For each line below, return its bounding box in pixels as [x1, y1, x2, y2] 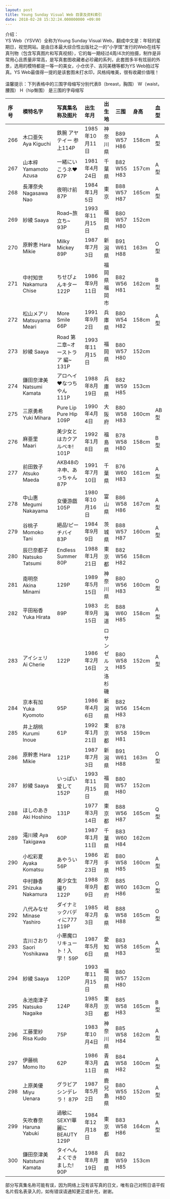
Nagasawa [22, 190, 48, 197]
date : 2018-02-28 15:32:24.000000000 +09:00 [5, 17, 101, 22]
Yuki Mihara [22, 415, 51, 422]
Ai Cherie [22, 661, 45, 668]
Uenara [22, 1095, 40, 1102]
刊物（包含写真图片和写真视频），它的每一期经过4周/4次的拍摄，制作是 [9, 50, 157, 56]
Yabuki [22, 1130, 39, 1137]
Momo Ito [22, 1063, 46, 1070]
